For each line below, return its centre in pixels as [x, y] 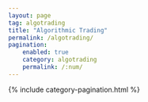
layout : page [30, 15]
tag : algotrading [37, 23]
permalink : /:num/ [53, 67]
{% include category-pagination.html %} [74, 89]
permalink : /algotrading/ [51, 38]
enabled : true [46, 52]
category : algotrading [60, 60]
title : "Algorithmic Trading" [58, 30]
